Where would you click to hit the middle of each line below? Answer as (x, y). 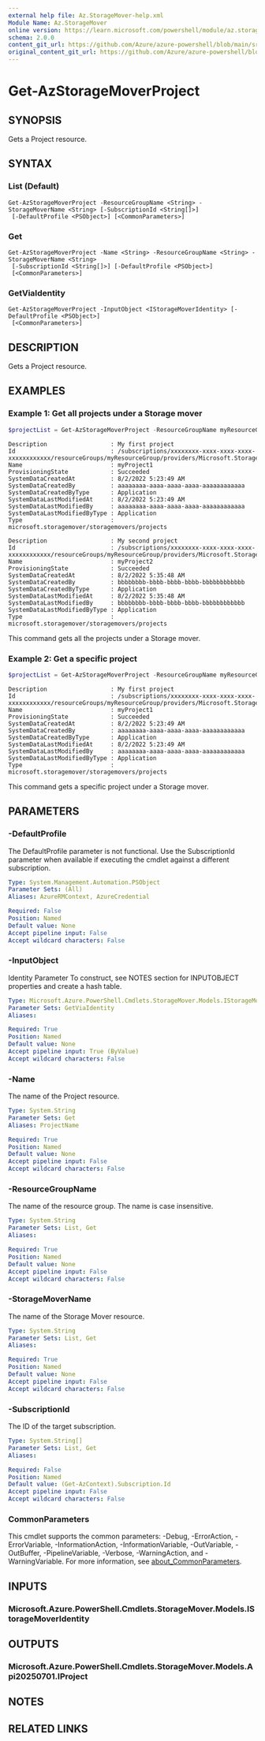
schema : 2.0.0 (32, 37)
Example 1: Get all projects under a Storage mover (105, 413)
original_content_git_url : (52, 52)
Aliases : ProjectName (44, 1125)
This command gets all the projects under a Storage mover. (105, 638)
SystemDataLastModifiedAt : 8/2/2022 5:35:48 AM (97, 596)
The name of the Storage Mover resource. (77, 1316)
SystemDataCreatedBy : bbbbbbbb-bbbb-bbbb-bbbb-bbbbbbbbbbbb (127, 582)
